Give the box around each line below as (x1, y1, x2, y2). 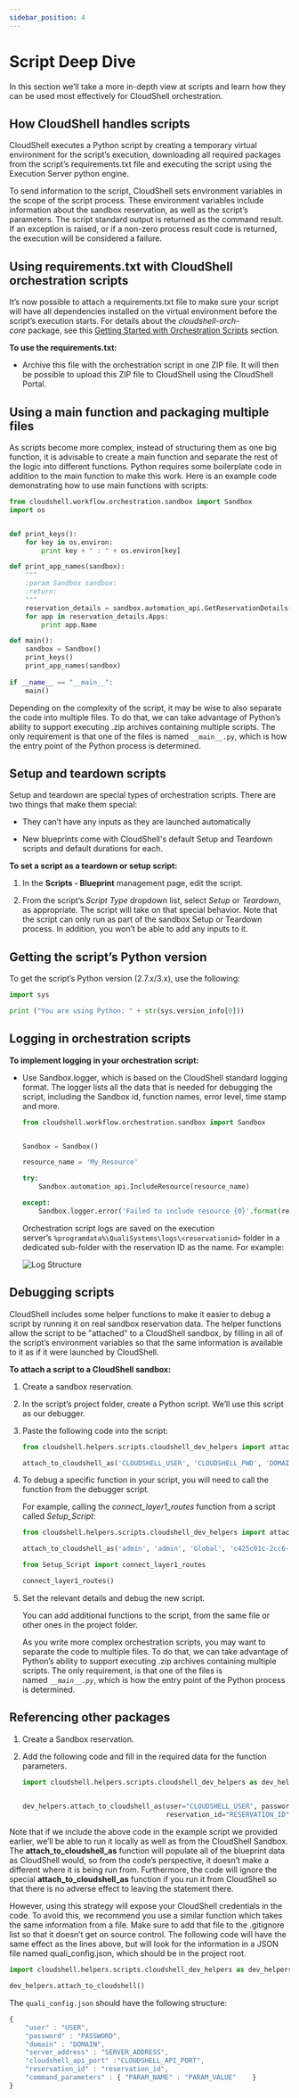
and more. (21, 1100, 61, 1111)
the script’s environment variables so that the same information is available (9, 1337, 283, 1348)
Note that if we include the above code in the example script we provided (9, 1827, 278, 1837)
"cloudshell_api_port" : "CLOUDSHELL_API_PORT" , (25, 2056, 205, 2066)
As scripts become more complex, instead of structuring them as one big (9, 443, 278, 452)
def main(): (9, 636, 53, 645)
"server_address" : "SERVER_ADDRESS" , (25, 2048, 169, 2057)
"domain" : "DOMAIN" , (25, 2040, 105, 2049)
